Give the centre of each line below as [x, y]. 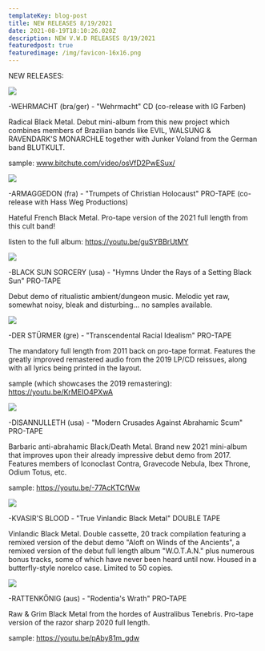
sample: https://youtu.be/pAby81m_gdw [74, 638]
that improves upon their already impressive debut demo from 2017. [120, 455]
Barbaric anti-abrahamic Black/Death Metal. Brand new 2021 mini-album [128, 447]
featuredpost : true [41, 46]
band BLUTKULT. [37, 148]
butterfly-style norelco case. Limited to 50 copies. [91, 568]
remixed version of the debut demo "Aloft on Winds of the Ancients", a [124, 542]
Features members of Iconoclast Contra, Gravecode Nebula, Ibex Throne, [129, 463]
